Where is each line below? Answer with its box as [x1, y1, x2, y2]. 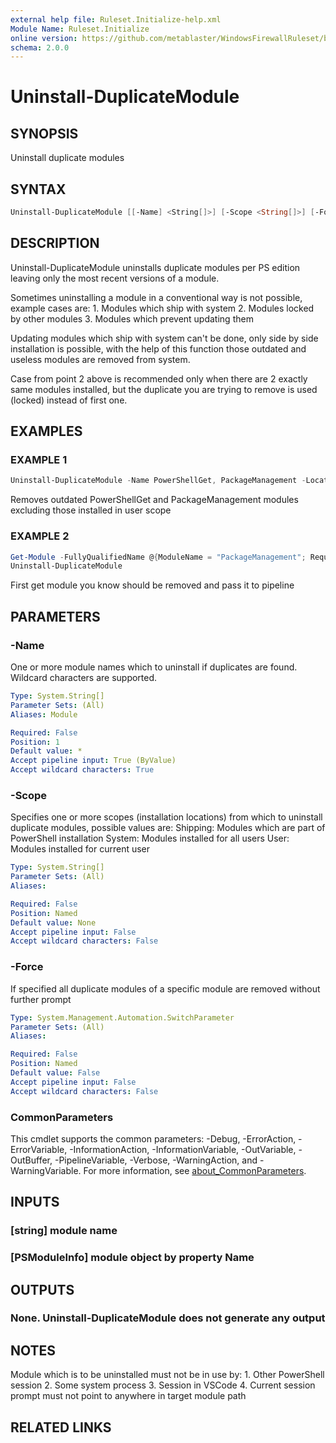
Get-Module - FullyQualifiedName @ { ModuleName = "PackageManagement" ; [10, 552, 307, 562]
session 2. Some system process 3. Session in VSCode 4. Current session [10, 1379, 316, 1391]
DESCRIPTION [10, 235, 100, 252]
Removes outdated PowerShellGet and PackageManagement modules [10, 494, 299, 506]
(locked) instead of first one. [10, 394, 128, 406]
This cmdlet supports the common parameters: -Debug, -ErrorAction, [10, 1132, 297, 1145]
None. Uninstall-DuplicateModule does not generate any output [10, 1311, 326, 1325]
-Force [10, 960, 44, 974]
